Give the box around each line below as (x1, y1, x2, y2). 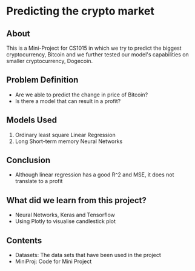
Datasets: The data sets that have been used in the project (15, 252, 162, 259)
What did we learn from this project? (6, 195, 147, 206)
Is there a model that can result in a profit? (15, 97, 121, 104)
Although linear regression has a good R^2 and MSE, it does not (15, 171, 174, 178)
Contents (6, 235, 42, 246)
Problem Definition (6, 75, 79, 85)
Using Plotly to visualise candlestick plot (15, 218, 116, 225)
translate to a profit (15, 178, 63, 185)
